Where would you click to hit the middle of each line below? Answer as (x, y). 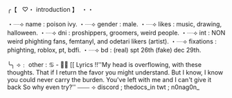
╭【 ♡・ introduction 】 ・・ (51, 9)
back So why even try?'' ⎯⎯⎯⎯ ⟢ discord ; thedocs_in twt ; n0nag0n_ (103, 87)
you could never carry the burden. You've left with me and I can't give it (109, 80)
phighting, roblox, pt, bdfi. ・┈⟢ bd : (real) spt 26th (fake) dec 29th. (104, 50)
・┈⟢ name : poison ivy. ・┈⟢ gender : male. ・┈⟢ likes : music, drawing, (115, 24)
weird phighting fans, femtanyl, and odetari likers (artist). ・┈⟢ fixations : (112, 41)
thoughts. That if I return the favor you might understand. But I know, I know (115, 72)
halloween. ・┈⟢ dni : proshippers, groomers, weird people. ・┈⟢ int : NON (116, 33)
